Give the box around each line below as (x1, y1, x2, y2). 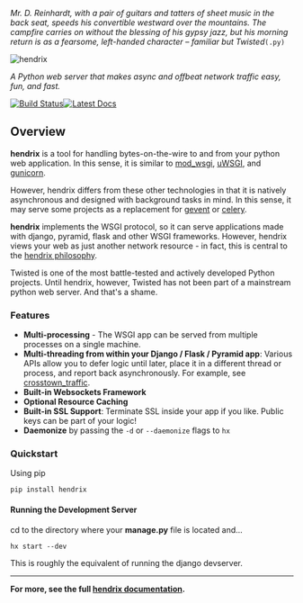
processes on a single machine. (22, 339, 142, 350)
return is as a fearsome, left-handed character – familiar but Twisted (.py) (10, 36, 286, 47)
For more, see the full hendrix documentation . (10, 583, 185, 594)
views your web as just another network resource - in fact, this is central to (10, 240, 289, 251)
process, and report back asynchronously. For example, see (22, 368, 246, 379)
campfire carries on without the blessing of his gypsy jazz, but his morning (10, 27, 289, 37)
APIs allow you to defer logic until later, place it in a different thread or (22, 358, 282, 369)
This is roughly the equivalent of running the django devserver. (10, 557, 244, 568)
